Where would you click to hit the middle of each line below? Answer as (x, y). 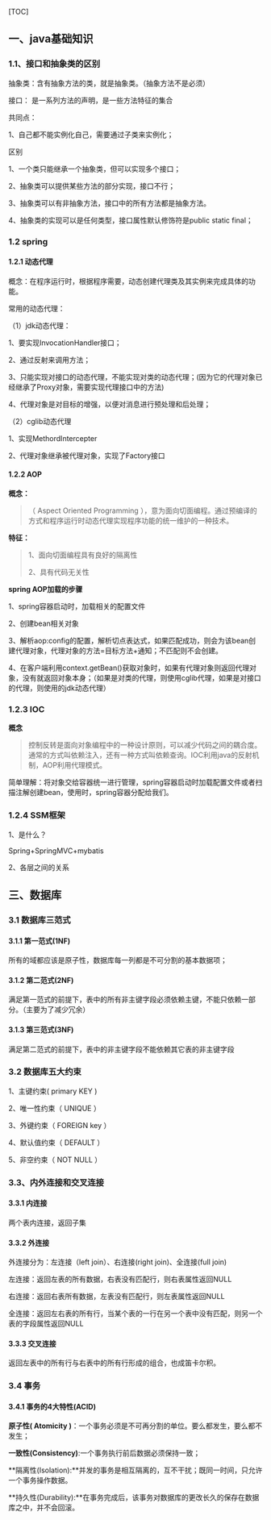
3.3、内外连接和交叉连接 (56, 1182)
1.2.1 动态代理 (31, 262)
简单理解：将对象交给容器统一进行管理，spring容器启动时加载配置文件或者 (132, 782)
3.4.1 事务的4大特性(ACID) (52, 1406)
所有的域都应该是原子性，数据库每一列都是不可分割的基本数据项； (118, 960)
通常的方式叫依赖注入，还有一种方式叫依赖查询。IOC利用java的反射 (140, 755)
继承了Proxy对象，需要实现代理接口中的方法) (90, 387)
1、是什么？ (27, 835)
